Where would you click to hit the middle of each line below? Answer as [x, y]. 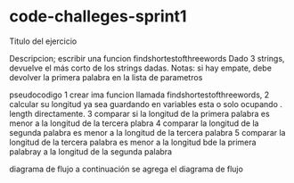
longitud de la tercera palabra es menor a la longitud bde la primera [133, 142]
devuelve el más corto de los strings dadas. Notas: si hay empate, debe [140, 68]
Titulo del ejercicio [43, 41]
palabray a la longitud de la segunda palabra [90, 151]
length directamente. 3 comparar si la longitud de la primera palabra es [139, 113]
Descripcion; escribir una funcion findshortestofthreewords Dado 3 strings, [147, 58]
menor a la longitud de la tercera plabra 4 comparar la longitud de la [134, 123]
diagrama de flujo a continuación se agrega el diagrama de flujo [126, 169]
